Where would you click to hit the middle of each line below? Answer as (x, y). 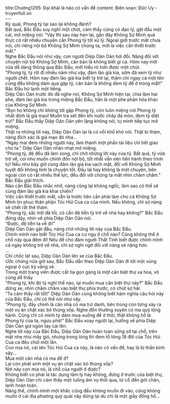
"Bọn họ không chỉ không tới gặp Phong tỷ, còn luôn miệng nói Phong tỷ (81, 110)
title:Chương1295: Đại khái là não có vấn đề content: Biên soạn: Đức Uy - (81, 8)
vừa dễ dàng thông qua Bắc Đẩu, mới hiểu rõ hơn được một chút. (73, 67)
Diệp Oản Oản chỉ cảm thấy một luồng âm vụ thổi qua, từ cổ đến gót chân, (83, 380)
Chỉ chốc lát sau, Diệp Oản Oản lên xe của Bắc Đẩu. (59, 256)
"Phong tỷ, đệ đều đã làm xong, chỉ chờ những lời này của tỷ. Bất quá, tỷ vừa (85, 153)
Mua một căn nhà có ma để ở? (37, 358)
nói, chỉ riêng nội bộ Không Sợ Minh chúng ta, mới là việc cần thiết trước (81, 45)
